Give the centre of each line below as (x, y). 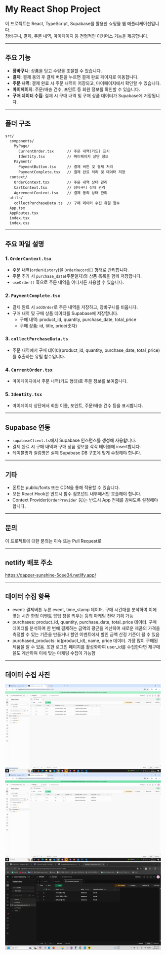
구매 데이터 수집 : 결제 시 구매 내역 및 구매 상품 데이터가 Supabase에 (77, 95)
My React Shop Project (53, 9)
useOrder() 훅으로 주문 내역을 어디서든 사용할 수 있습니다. (68, 282)
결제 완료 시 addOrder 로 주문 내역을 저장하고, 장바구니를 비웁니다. (75, 307)
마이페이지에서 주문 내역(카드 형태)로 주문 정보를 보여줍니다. (70, 381)
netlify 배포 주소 (29, 563)
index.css (20, 223)
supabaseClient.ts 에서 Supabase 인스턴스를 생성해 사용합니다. (74, 440)
